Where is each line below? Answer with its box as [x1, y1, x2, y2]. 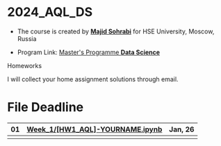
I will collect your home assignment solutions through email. [7, 74, 179, 83]
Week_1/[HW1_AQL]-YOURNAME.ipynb [26, 124, 163, 134]
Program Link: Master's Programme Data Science [17, 48, 161, 56]
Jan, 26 [169, 124, 195, 134]
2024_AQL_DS [7, 4, 93, 20]
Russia [17, 34, 37, 42]
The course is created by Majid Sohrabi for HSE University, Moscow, [17, 27, 215, 35]
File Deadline [7, 99, 84, 115]
